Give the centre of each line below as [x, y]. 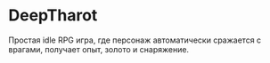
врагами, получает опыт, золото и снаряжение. [98, 49]
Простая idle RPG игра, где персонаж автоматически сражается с [135, 40]
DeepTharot [53, 16]
